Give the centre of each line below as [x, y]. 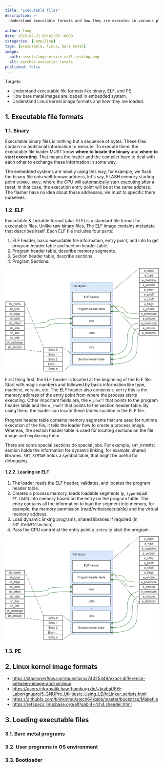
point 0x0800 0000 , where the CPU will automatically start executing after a [80, 182]
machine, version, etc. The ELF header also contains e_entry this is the [76, 390]
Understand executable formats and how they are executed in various [82, 21]
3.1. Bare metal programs [35, 734]
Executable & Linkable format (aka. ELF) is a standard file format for [73, 221]
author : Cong [18, 31]
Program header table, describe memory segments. [64, 251]
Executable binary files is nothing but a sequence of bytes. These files [76, 141]
